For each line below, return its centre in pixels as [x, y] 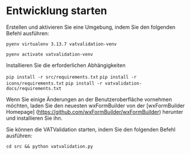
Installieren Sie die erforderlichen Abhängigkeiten [66, 65]
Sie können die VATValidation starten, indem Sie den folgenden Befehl [91, 129]
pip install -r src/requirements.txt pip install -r [71, 77]
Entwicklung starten [57, 11]
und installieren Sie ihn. [34, 118]
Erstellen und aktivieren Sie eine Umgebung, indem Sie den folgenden [91, 27]
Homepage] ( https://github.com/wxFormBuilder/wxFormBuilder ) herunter [95, 112]
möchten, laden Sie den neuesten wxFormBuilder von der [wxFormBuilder [95, 105]
